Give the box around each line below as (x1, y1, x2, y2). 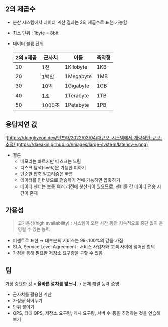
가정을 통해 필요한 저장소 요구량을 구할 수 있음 (12, 250, 103, 256)
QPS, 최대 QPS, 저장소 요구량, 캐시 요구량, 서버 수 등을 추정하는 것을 (12, 310, 147, 316)
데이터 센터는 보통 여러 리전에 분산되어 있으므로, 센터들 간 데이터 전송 (20, 183, 156, 190)
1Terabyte (65, 91, 89, 99)
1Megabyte (65, 73, 92, 80)
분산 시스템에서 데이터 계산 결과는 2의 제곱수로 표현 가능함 (12, 19, 127, 25)
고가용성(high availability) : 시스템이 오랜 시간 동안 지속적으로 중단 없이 (17, 220, 158, 226)
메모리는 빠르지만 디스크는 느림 (20, 158, 81, 164)
